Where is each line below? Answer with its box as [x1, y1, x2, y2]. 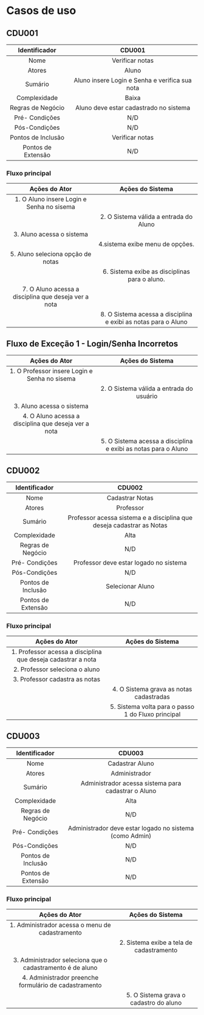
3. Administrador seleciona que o [13, 956, 108, 964]
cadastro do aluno [130, 999, 182, 1007]
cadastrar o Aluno [105, 787, 157, 796]
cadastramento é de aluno [23, 964, 98, 972]
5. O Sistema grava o [126, 991, 186, 1000]
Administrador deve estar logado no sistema [67, 824, 194, 833]
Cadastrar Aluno [107, 760, 155, 768]
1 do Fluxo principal [123, 710, 181, 719]
